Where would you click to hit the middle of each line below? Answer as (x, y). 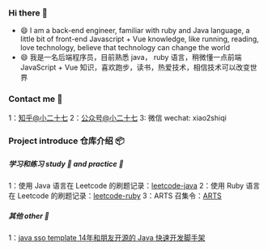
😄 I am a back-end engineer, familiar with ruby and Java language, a (135, 31)
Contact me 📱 (36, 99)
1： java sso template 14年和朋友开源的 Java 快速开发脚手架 (107, 238)
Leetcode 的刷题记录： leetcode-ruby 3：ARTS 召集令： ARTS (120, 196)
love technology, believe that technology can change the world (125, 48)
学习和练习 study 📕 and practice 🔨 (66, 164)
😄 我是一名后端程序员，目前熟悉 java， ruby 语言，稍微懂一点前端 (131, 57)
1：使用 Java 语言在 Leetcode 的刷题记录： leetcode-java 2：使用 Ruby (126, 186)
